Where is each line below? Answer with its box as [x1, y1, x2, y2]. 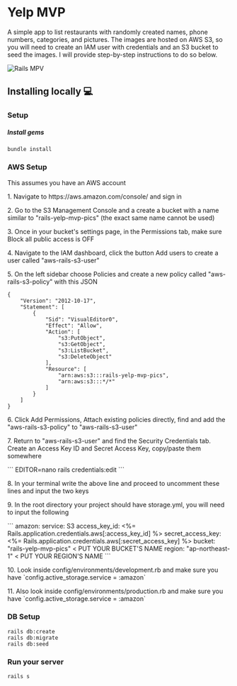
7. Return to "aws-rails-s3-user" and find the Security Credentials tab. [7, 436, 211, 445]
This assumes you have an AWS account [7, 178, 126, 187]
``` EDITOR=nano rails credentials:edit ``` [7, 465, 125, 474]
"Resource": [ [45, 365, 87, 372]
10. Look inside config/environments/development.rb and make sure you [7, 565, 219, 574]
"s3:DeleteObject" [57, 353, 112, 360]
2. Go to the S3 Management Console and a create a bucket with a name [7, 206, 219, 214]
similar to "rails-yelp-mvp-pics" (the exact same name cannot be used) [7, 214, 215, 222]
